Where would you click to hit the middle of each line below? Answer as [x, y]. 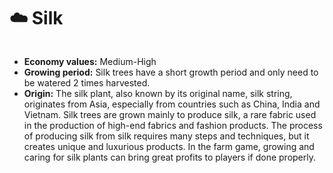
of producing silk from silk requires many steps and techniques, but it [166, 136]
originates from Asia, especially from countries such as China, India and [172, 104]
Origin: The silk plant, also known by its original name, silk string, [158, 93]
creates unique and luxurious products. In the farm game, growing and [169, 146]
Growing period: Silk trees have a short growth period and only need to [171, 72]
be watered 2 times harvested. [87, 82]
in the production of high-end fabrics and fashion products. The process [173, 125]
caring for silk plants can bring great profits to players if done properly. [170, 157]
